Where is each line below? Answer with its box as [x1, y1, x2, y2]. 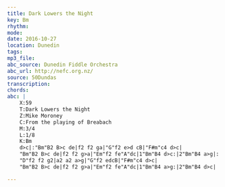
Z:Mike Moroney [19, 112, 63, 119]
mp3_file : [7, 55, 36, 62]
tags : [7, 49, 23, 56]
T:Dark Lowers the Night [19, 106, 91, 113]
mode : [7, 29, 23, 36]
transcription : [7, 80, 51, 87]
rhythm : [7, 23, 29, 30]
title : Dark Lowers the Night [7, 10, 94, 17]
